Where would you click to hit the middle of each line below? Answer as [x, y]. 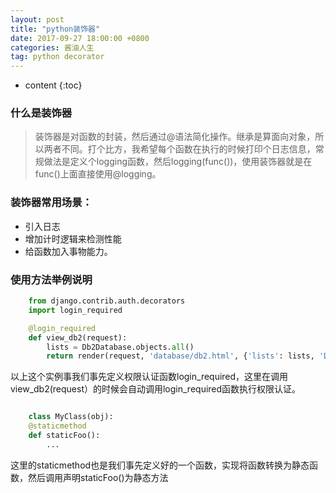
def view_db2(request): [78, 337]
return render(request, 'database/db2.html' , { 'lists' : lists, [180, 356]
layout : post [37, 19]
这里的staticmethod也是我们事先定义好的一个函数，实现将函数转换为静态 [160, 465]
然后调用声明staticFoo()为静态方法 [98, 477]
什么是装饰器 [41, 113]
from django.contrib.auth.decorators [107, 301]
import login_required [75, 310]
